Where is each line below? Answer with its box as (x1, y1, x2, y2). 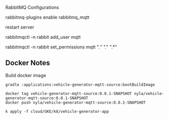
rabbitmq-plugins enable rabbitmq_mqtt (5, 14, 90, 20)
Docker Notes (5, 59, 50, 67)
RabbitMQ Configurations (5, 5, 59, 10)
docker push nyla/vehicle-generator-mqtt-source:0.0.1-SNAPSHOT (5, 100, 146, 105)
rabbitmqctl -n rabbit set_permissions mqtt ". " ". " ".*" (5, 44, 117, 50)
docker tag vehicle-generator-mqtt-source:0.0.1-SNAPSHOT (5, 91, 132, 96)
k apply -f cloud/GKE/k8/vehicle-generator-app (5, 109, 109, 114)
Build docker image (5, 72, 46, 78)
